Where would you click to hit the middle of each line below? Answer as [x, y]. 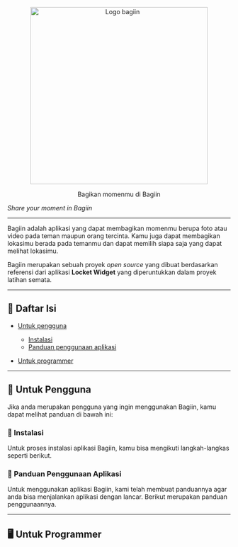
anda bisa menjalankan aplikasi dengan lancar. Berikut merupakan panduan [118, 497]
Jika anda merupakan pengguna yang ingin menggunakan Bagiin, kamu [112, 407]
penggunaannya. [32, 504]
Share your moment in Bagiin [50, 208]
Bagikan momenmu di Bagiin [119, 194]
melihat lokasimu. [33, 251]
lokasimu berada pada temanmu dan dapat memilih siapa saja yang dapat [115, 243]
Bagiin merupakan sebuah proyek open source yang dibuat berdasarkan [113, 265]
